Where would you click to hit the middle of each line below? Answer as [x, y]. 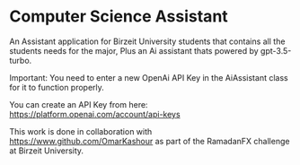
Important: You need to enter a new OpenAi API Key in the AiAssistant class [149, 77]
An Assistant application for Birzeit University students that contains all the [147, 41]
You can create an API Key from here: [79, 104]
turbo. [21, 60]
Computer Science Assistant [119, 17]
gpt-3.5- [276, 50]
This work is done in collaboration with [81, 131]
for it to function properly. [57, 87]
